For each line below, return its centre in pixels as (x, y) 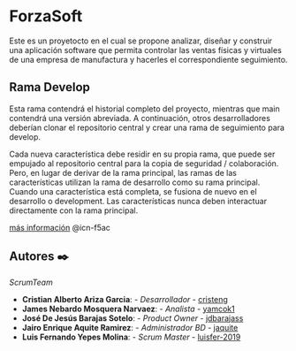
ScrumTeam (31, 282)
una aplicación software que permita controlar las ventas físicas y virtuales (146, 50)
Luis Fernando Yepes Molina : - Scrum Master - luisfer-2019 (131, 337)
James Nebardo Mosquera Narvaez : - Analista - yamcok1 (129, 309)
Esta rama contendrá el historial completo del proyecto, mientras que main (144, 109)
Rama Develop (50, 87)
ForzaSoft (46, 16)
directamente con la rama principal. (74, 210)
